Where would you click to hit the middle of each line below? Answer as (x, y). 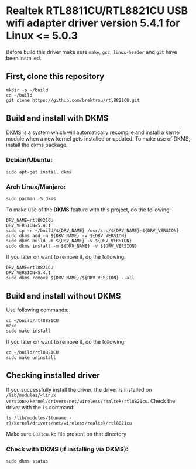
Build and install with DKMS (57, 118)
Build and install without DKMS (63, 296)
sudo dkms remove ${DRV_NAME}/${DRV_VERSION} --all (70, 278)
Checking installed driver (53, 376)
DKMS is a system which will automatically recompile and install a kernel (93, 132)
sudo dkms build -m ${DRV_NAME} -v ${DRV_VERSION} (69, 241)
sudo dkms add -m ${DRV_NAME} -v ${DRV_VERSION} (66, 236)
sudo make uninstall (31, 357)
